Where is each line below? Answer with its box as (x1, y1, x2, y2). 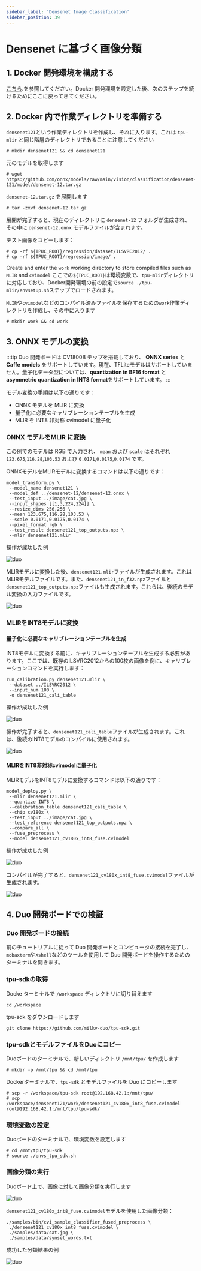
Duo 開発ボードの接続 (6, 929, 69, 937)
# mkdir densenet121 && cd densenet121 (6, 148, 106, 154)
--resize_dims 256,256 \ (8, 506, 71, 512)
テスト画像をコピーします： (6, 236, 75, 244)
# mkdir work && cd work (6, 319, 68, 325)
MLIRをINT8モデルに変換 (6, 619, 79, 627)
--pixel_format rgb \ (8, 522, 63, 528)
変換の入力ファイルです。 (11, 590, 74, 598)
